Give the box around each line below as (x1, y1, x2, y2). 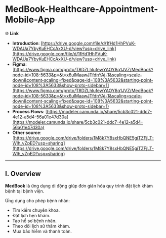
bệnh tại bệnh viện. (5, 188, 44, 194)
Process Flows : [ (12, 108, 47, 114)
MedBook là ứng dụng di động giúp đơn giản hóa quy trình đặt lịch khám (5, 183, 153, 189)
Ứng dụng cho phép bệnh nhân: (5, 197, 70, 203)
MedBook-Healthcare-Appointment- (5, 3, 158, 15)
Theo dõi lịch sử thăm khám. (12, 223, 70, 229)
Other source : (12, 130, 41, 136)
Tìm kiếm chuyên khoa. (12, 207, 60, 213)
